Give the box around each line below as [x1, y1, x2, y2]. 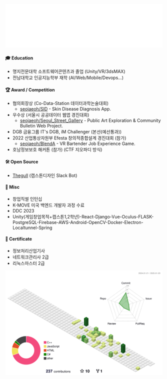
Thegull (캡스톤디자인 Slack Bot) [12, 172, 77, 178]
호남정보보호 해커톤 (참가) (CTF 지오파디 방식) [12, 146, 102, 152]
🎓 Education [5, 54, 33, 61]
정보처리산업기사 [12, 248, 45, 254]
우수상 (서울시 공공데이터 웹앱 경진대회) [12, 112, 89, 118]
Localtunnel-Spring [12, 224, 52, 230]
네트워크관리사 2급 [12, 254, 49, 260]
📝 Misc [5, 184, 20, 190]
